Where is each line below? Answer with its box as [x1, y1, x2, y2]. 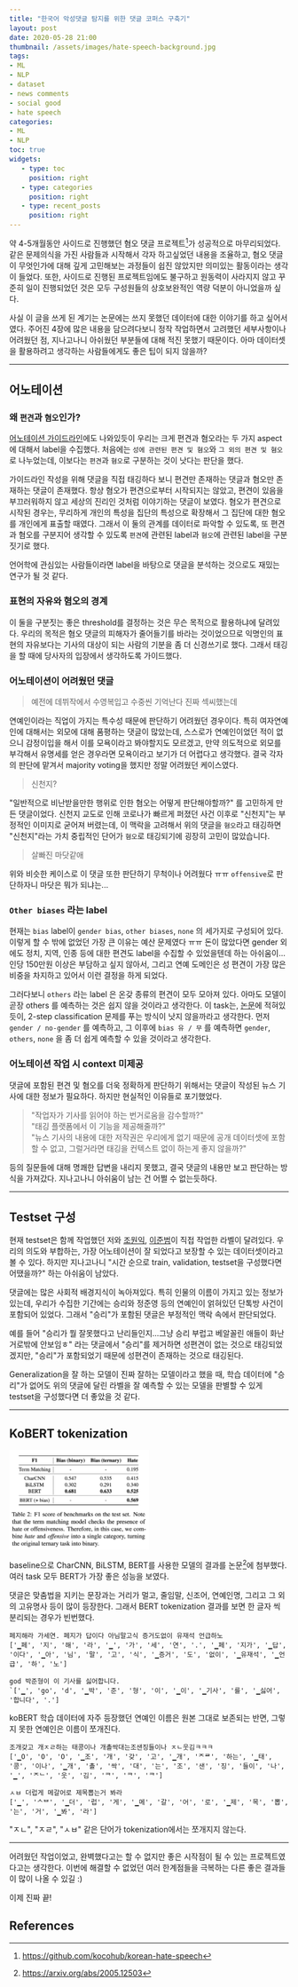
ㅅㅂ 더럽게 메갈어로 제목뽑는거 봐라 [9, 1788, 122, 1797]
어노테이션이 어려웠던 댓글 [9, 675, 114, 687]
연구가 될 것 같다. [9, 571, 69, 582]
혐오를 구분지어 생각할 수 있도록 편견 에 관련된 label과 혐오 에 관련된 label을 [18, 529, 271, 541]
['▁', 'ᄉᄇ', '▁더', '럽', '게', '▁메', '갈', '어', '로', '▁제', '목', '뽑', [9, 1798, 289, 1807]
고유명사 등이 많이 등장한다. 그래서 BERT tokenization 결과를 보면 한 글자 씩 [18, 1601, 281, 1611]
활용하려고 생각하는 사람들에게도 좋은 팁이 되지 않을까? [18, 345, 208, 356]
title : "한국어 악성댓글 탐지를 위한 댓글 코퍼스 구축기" [9, 14, 191, 23]
